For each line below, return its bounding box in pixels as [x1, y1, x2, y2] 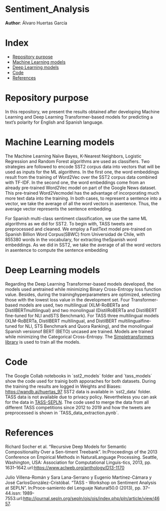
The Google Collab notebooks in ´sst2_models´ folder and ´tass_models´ [5, 372, 153, 378]
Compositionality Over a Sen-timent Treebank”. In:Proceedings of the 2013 [5, 448, 158, 455]
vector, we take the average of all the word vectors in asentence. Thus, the [5, 200, 158, 207]
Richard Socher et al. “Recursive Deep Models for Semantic [5, 443, 127, 449]
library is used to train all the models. [5, 339, 81, 345]
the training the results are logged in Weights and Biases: [5, 383, 122, 389]
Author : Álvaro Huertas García [5, 20, 68, 26]
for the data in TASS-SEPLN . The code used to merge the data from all [5, 399, 149, 405]
